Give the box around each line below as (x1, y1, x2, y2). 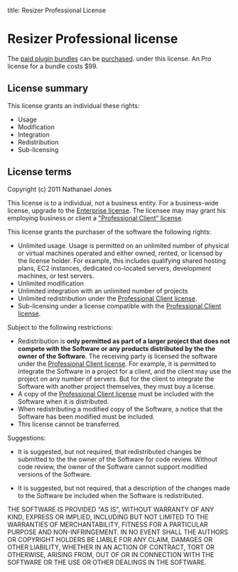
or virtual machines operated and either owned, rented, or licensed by (17, 249, 222, 257)
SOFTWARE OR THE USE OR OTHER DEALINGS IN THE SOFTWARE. (7, 558, 207, 566)
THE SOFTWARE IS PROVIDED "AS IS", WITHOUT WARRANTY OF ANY (7, 504, 215, 514)
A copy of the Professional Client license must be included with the (17, 389, 215, 398)
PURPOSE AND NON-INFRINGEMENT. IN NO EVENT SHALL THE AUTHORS (7, 527, 229, 536)
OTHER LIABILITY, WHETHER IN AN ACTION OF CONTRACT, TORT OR (7, 543, 215, 551)
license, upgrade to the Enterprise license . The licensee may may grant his (7, 206, 226, 215)
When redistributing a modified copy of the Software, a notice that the (17, 404, 223, 413)
